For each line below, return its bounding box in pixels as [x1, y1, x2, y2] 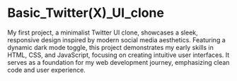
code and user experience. [7, 66, 86, 74]
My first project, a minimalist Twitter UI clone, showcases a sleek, [7, 28, 198, 37]
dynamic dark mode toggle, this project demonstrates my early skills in [7, 43, 214, 51]
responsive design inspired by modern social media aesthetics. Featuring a [7, 35, 226, 44]
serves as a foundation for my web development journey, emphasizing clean [7, 58, 230, 66]
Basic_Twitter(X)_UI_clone [7, 5, 165, 21]
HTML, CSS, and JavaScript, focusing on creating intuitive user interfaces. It [7, 51, 230, 59]
